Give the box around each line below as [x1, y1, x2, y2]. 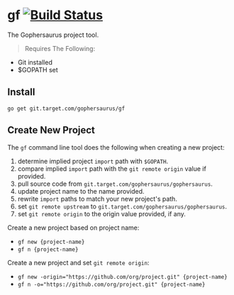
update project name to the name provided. [17, 187, 145, 195]
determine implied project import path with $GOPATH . [17, 157, 169, 165]
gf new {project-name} [17, 238, 85, 245]
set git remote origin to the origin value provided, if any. [17, 209, 186, 218]
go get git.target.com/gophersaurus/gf [7, 105, 126, 112]
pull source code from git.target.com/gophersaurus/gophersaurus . [17, 179, 213, 188]
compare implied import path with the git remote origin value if [17, 164, 207, 173]
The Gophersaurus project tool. [7, 30, 99, 39]
